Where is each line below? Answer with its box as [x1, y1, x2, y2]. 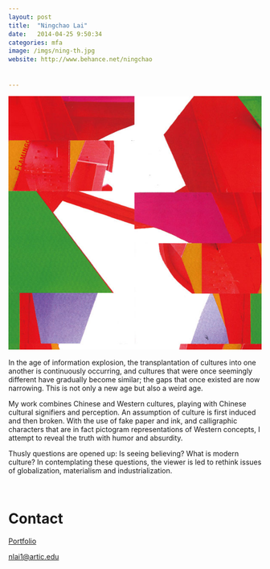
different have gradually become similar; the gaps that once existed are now [8, 374, 260, 384]
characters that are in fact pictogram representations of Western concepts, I [8, 424, 261, 434]
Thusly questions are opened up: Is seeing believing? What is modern [8, 448, 239, 458]
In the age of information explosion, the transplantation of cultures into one [8, 357, 256, 367]
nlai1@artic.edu [8, 551, 59, 561]
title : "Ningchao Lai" [8, 21, 88, 30]
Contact [8, 509, 63, 527]
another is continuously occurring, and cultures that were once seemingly [8, 366, 253, 376]
